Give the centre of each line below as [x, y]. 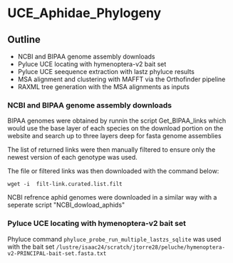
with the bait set [31, 247]
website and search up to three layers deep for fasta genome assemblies [115, 136]
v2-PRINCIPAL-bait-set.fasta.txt [57, 253]
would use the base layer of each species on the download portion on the [115, 128]
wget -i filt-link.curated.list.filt [65, 184]
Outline [24, 40]
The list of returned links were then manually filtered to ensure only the [112, 150]
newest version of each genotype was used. [72, 158]
